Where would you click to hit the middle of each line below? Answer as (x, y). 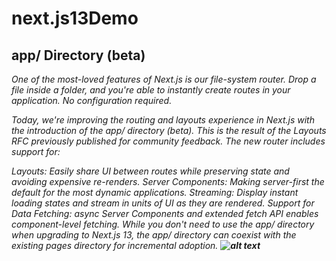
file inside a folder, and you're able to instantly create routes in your (151, 90)
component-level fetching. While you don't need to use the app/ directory (163, 224)
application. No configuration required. (92, 100)
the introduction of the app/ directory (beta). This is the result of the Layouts (169, 130)
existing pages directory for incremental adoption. (115, 245)
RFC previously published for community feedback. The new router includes (168, 141)
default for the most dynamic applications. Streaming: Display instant (155, 192)
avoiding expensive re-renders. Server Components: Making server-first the (168, 181)
